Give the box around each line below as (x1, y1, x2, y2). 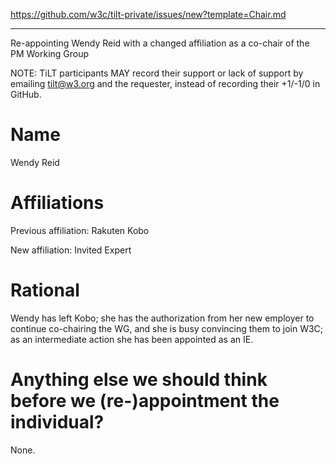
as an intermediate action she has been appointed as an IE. (10, 333, 254, 345)
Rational (10, 279, 80, 302)
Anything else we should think (10, 369, 268, 391)
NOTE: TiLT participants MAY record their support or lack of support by (10, 67, 304, 79)
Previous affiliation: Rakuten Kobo (10, 224, 150, 236)
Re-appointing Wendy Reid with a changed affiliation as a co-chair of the (10, 37, 310, 49)
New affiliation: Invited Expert (10, 244, 132, 256)
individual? (10, 411, 105, 433)
